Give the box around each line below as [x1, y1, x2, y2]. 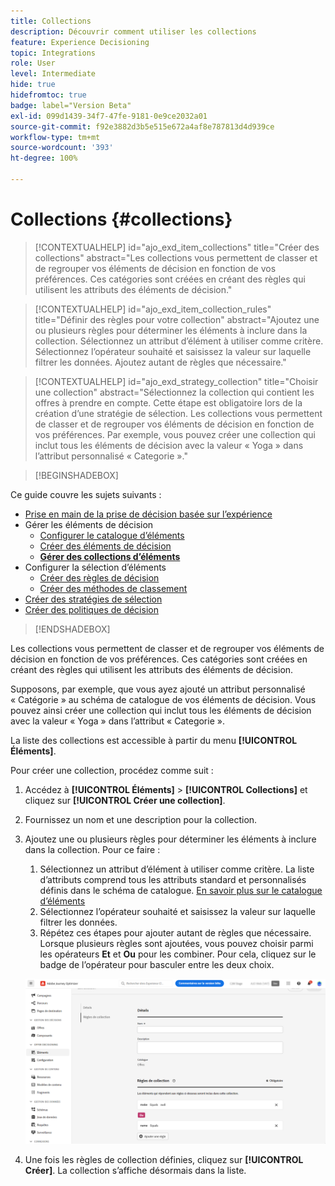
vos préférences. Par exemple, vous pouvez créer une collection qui [34, 428, 316, 440]
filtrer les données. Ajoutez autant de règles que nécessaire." [34, 356, 287, 368]
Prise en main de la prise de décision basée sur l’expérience [24, 508, 273, 520]
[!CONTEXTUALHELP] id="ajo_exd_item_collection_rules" [34, 303, 272, 315]
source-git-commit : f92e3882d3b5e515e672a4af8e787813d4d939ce [10, 121, 275, 132]
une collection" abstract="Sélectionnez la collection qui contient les [34, 386, 315, 398]
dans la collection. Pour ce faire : [24, 843, 161, 855]
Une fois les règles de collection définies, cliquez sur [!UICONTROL [24, 1154, 304, 1166]
